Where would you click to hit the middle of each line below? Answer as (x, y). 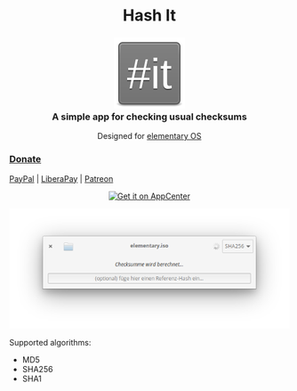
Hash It (149, 16)
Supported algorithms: (50, 343)
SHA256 (37, 370)
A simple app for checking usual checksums (149, 117)
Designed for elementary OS (149, 136)
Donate (25, 159)
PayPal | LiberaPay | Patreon (61, 178)
